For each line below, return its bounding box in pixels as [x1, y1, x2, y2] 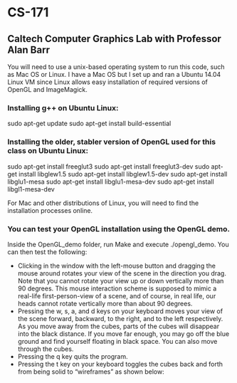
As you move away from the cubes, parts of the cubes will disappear [17, 322, 219, 330]
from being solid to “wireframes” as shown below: [17, 367, 165, 376]
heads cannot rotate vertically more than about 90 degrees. [17, 299, 193, 308]
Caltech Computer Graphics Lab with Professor [7, 33, 222, 45]
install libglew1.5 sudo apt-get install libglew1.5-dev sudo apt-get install [19, 169, 228, 178]
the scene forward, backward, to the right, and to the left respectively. [17, 314, 223, 322]
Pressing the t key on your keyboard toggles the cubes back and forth [17, 360, 223, 368]
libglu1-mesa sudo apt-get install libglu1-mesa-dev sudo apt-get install [7, 177, 215, 186]
